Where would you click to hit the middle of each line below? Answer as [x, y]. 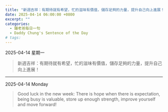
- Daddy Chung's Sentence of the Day [49, 33]
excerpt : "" [17, 19]
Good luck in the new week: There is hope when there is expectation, [89, 93]
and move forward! [37, 104]
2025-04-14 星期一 [25, 52]
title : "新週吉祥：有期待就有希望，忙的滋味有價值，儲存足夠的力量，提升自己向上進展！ [85, 10]
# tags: [13, 38]
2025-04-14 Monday [27, 84]
